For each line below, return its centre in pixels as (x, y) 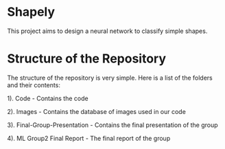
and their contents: (34, 85)
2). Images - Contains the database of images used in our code (97, 111)
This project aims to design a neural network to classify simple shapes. (107, 31)
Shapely (31, 12)
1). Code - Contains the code (48, 98)
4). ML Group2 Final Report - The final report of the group (89, 138)
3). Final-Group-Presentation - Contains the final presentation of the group (113, 125)
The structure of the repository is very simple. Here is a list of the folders (110, 78)
